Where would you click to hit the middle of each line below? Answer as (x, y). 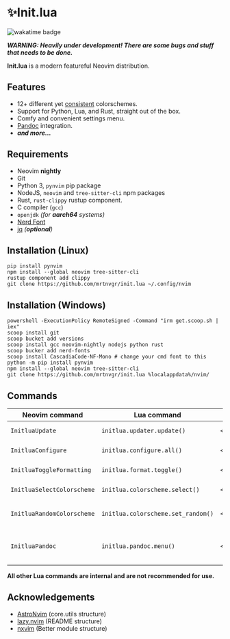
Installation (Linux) (48, 250)
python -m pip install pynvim (50, 363)
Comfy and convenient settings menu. (71, 118)
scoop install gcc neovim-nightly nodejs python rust (86, 345)
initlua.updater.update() (144, 431)
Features (26, 87)
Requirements (38, 154)
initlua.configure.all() (142, 451)
